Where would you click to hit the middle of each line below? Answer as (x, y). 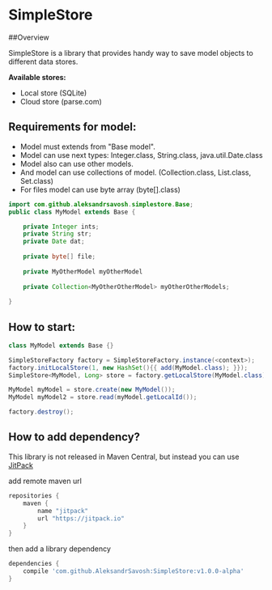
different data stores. (43, 62)
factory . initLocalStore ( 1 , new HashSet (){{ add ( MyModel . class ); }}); (128, 367)
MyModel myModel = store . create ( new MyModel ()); (92, 390)
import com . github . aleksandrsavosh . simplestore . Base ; (101, 204)
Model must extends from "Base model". (87, 146)
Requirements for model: (72, 127)
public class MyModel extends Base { (72, 212)
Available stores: (37, 77)
